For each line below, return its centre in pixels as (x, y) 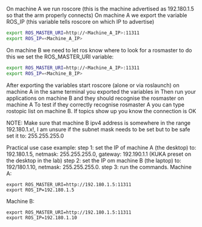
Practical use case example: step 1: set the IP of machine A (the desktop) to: (101, 147)
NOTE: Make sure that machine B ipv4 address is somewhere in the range (99, 123)
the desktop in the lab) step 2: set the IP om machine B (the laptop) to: (94, 160)
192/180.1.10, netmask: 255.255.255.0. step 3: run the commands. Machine (99, 167)
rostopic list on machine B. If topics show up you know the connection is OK (101, 111)
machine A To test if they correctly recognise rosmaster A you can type (96, 104)
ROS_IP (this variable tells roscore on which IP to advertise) (80, 22)
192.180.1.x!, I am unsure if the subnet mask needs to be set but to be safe (98, 129)
